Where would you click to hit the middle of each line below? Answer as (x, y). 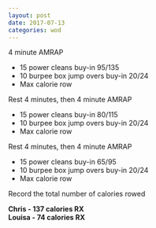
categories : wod (35, 30)
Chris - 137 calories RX (46, 209)
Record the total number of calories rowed (77, 194)
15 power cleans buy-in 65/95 (68, 162)
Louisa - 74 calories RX (46, 218)
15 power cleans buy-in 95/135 (69, 68)
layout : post (30, 15)
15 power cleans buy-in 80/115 (69, 115)
